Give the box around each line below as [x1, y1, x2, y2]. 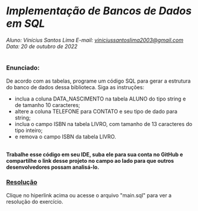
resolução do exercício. [6, 198, 63, 205]
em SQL [6, 17, 46, 30]
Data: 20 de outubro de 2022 [6, 43, 78, 50]
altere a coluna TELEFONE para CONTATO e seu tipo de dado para [14, 108, 178, 115]
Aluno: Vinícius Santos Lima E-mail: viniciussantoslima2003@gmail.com [6, 36, 184, 43]
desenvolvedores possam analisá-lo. [6, 163, 100, 171]
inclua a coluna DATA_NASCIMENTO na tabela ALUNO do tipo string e [14, 95, 186, 102]
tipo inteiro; [14, 127, 43, 134]
